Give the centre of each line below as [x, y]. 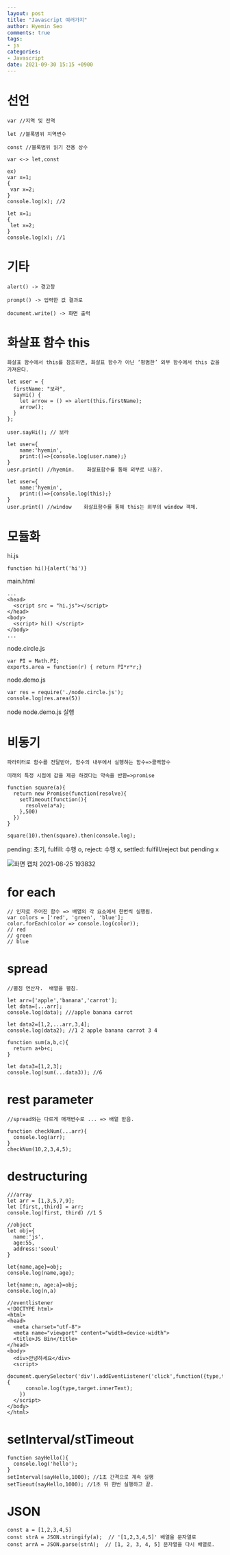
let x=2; [23, 225]
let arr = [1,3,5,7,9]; [41, 1201]
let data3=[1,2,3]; [35, 1067]
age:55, [24, 1243]
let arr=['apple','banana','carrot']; [62, 1001]
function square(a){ [37, 788]
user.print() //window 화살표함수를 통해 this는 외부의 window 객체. [103, 507]
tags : [15, 39]
